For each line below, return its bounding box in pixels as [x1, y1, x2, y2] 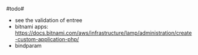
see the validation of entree [14, 17, 82, 23]
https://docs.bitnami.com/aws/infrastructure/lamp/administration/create [14, 29, 192, 36]
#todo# [6, 5, 24, 12]
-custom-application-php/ [14, 36, 79, 42]
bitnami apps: [14, 23, 49, 30]
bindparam [14, 42, 42, 49]
